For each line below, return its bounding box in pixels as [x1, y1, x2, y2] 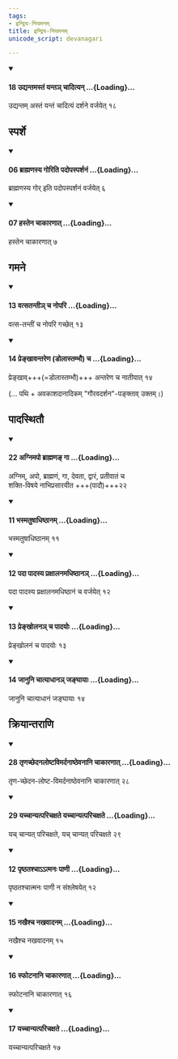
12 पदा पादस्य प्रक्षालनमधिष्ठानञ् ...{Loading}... [8, 568, 140, 578]
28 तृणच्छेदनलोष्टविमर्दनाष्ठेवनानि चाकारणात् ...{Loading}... [8, 758, 172, 767]
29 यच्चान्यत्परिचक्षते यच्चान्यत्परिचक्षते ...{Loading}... [8, 811, 155, 821]
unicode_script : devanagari [8, 34, 104, 43]
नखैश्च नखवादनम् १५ [8, 936, 64, 946]
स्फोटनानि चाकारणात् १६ [8, 989, 73, 999]
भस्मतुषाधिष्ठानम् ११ [8, 534, 60, 544]
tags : [8, 11, 27, 20]
